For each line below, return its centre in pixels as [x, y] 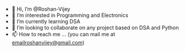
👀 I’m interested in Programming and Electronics [70, 15]
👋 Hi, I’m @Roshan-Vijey [41, 9]
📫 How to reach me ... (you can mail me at [63, 34]
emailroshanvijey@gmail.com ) [48, 43]
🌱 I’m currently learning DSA [46, 21]
